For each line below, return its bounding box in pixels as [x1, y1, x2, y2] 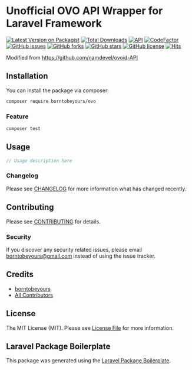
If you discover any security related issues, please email [6, 246, 143, 253]
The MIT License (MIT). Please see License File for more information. [6, 324, 174, 332]
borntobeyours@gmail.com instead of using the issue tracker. [6, 252, 156, 259]
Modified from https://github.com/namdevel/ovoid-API [6, 54, 138, 61]
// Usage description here [6, 158, 72, 164]
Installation [6, 71, 48, 81]
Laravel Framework [6, 17, 102, 30]
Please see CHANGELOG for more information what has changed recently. [6, 185, 187, 192]
